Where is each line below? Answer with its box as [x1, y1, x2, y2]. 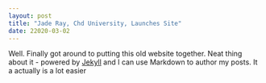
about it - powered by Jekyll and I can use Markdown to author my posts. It [8, 57, 258, 67]
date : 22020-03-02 [8, 27, 70, 35]
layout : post [8, 11, 52, 20]
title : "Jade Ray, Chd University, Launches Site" [8, 19, 182, 27]
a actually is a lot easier [8, 66, 87, 76]
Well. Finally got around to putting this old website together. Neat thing [8, 49, 243, 59]
